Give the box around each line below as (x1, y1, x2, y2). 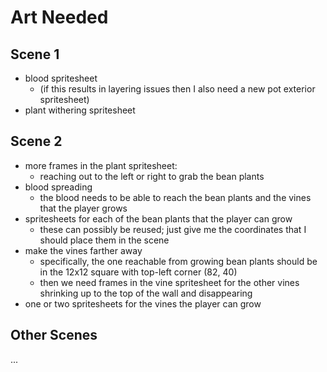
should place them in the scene (39, 234, 170, 246)
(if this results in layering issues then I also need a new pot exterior (39, 83, 316, 95)
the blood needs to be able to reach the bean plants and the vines (39, 191, 312, 203)
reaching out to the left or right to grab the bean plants (39, 170, 265, 182)
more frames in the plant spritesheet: (24, 159, 178, 171)
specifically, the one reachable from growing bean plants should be (39, 255, 318, 267)
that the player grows (39, 202, 128, 214)
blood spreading (24, 181, 93, 193)
